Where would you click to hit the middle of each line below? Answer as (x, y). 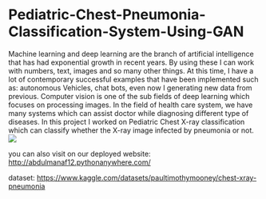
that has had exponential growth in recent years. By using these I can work (131, 62)
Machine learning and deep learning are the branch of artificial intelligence (131, 54)
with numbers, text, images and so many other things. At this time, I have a (131, 70)
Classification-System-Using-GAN (126, 32)
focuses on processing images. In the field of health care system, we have (131, 105)
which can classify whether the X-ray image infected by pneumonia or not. (131, 130)
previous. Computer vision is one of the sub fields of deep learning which (129, 96)
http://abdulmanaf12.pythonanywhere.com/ (80, 162)
